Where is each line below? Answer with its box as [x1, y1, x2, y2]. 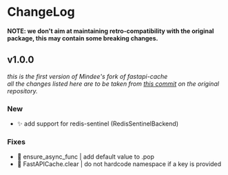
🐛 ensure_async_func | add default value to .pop [17, 152, 155, 161]
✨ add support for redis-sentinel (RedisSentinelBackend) [17, 119, 179, 128]
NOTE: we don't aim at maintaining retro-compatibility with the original [7, 27, 214, 35]
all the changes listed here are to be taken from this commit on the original [7, 80, 219, 88]
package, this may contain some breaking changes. [7, 34, 158, 42]
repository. [7, 86, 38, 95]
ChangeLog [7, 4, 75, 20]
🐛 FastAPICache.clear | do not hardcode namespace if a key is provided [17, 160, 222, 168]
